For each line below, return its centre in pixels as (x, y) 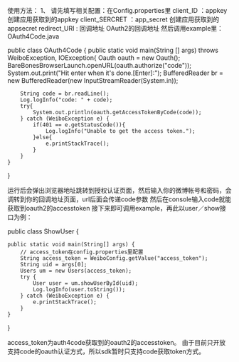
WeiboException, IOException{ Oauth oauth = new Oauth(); (94, 58)
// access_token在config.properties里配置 (82, 252)
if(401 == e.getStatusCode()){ (79, 125)
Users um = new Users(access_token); (76, 271)
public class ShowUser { (43, 231)
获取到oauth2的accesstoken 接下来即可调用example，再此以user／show (114, 208)
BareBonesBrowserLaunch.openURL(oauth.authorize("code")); (100, 65)
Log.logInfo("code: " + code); (67, 100)
